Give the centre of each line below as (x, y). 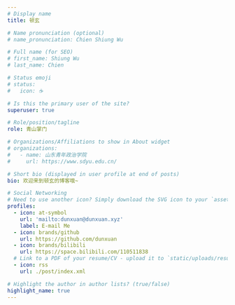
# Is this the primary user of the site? (69, 103)
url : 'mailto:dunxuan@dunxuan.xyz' (72, 219)
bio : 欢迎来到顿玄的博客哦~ (43, 181)
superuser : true (31, 110)
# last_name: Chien (36, 65)
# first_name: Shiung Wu (43, 59)
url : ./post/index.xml (53, 271)
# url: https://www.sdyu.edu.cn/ (62, 161)
